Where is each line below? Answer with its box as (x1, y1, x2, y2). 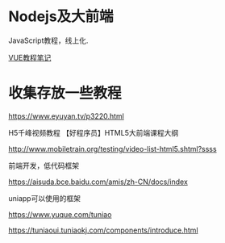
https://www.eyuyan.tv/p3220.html (8, 111, 125, 121)
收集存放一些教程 (8, 84, 123, 103)
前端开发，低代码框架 (8, 161, 79, 170)
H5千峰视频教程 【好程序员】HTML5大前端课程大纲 (8, 128, 179, 137)
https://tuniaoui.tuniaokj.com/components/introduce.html (8, 225, 199, 235)
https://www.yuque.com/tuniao (8, 209, 112, 219)
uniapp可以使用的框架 (8, 193, 81, 203)
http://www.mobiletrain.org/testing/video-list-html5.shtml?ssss (8, 144, 217, 153)
